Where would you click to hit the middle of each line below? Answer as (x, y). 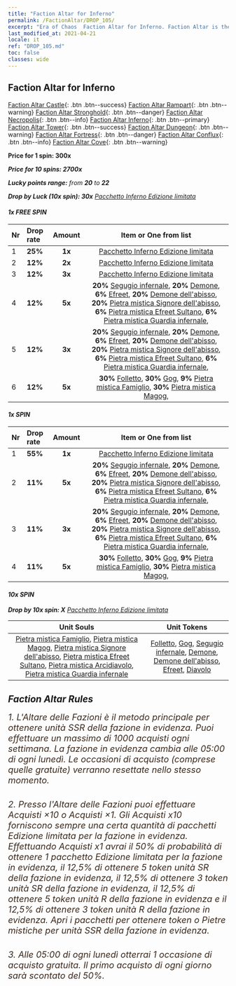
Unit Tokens (187, 627)
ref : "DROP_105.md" (36, 46)
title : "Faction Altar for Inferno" (61, 14)
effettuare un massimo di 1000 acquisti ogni (99, 738)
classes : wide (29, 60)
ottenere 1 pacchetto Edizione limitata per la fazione (116, 857)
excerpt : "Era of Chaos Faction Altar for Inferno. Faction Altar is (113, 27)
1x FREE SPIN (28, 212)
